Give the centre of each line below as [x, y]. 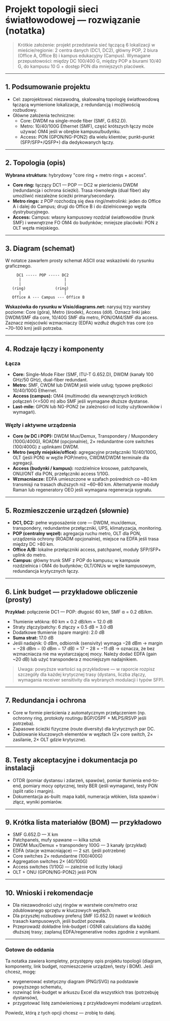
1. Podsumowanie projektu [48, 87]
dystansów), [26, 997]
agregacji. [23, 463]
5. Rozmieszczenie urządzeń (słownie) [67, 510]
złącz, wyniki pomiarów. [37, 802]
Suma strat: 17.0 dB [33, 637]
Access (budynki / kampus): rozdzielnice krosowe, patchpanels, [80, 469]
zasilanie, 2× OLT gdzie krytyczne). [50, 739]
